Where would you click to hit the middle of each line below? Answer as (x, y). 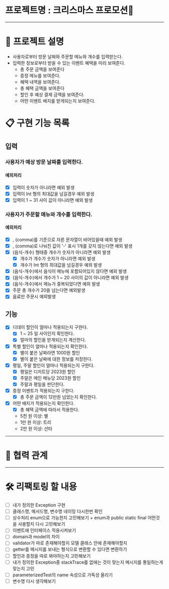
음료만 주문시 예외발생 (34, 297)
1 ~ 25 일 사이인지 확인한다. (47, 334)
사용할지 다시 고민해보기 (41, 524)
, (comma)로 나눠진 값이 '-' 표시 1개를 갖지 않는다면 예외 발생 (72, 246)
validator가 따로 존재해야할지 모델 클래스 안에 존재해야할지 (70, 543)
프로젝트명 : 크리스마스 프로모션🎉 (70, 10)
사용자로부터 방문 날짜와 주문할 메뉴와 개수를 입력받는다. (68, 57)
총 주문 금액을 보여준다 (42, 69)
